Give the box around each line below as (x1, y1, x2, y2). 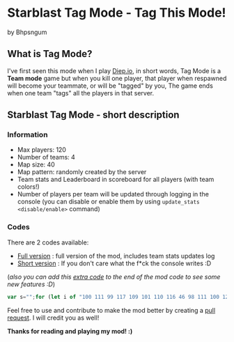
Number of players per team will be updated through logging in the (17, 190, 209, 199)
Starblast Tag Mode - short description (7, 109, 180, 121)
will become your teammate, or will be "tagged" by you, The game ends (7, 81, 214, 90)
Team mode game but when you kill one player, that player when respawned (7, 74, 227, 82)
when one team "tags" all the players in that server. (7, 88, 155, 97)
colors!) (17, 182, 40, 191)
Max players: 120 (17, 146, 66, 154)
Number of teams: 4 (17, 153, 75, 162)
